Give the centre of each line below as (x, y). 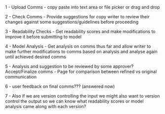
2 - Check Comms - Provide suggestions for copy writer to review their (77, 17)
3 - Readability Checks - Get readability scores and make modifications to (80, 31)
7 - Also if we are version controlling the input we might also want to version (82, 96)
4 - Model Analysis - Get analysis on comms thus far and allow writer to (78, 46)
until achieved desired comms (36, 57)
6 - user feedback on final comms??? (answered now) (60, 86)
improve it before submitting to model (43, 37)
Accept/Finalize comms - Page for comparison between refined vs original (81, 72)
